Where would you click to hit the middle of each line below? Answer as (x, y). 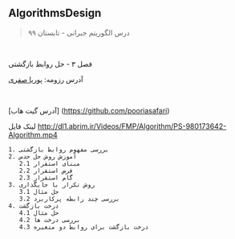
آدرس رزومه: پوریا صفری (46, 79)
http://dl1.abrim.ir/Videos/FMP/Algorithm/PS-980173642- (132, 126)
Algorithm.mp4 (33, 134)
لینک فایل (22, 126)
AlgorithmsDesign (55, 13)
